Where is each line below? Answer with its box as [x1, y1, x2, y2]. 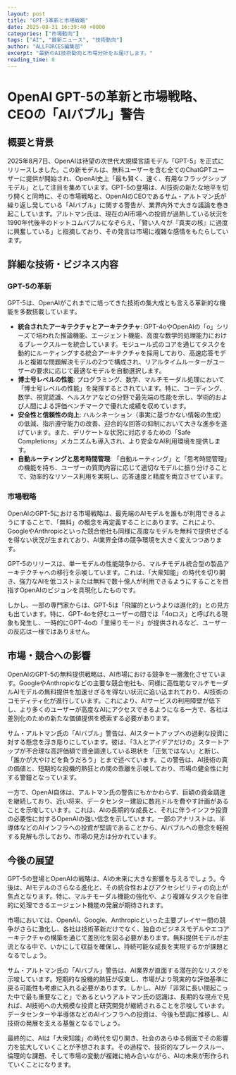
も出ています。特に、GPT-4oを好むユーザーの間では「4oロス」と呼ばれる [7, 609, 222, 618]
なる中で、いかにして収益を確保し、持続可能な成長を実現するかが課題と [19, 942, 229, 951]
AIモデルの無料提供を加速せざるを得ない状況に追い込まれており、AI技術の [13, 687, 229, 696]
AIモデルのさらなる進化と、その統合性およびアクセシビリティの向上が [25, 883, 229, 892]
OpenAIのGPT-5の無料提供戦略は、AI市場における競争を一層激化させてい [7, 670, 221, 678]
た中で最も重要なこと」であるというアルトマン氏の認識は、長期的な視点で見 [7, 993, 230, 1001]
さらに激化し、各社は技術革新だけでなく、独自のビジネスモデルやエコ [19, 925, 223, 933]
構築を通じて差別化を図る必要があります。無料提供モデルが [50, 933, 223, 942]
